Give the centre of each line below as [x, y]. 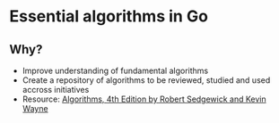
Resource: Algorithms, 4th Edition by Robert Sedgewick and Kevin [144, 99]
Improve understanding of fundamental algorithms [115, 70]
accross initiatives [56, 90]
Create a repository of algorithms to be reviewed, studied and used [146, 80]
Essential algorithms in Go [109, 16]
